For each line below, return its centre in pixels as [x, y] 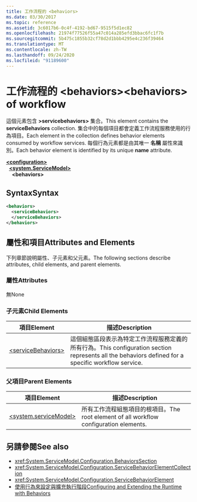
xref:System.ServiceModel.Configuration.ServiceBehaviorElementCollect [103, 467]
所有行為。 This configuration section [121, 348]
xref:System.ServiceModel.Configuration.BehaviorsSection [86, 461]
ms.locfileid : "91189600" [38, 60]
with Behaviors [33, 493]
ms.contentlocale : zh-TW [36, 50]
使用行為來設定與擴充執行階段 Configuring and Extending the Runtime [98, 487]
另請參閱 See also [38, 447]
